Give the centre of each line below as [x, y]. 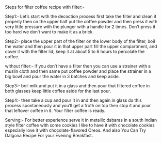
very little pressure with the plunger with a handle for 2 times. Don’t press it [80, 27]
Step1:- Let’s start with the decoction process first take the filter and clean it [81, 16]
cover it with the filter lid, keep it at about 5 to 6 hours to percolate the [75, 51]
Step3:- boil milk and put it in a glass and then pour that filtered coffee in [78, 86]
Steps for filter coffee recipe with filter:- [45, 7]
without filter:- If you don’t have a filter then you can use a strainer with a [78, 66]
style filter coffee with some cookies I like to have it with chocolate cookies [80, 125]
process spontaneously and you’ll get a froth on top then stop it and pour [78, 105]
